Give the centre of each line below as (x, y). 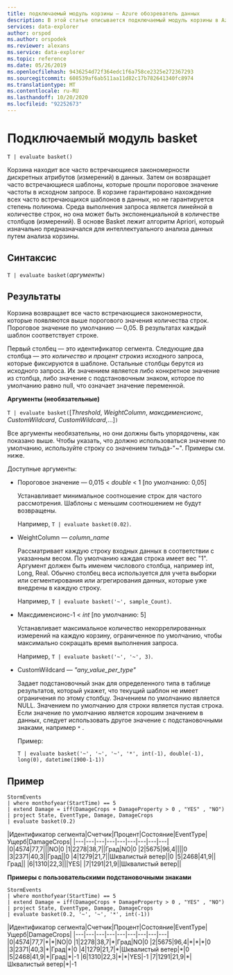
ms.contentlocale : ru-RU (43, 91)
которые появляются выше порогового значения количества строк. (108, 321)
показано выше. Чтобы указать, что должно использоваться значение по (116, 441)
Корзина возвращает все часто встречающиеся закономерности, (105, 313)
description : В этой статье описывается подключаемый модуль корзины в (113, 20)
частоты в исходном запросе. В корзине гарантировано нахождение (110, 192)
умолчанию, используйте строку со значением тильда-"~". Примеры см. (116, 448)
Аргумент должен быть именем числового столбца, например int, (115, 566)
